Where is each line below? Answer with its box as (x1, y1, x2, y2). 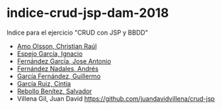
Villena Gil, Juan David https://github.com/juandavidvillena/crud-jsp (16, 94, 216, 103)
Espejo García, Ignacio (16, 49, 83, 58)
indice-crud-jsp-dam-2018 (6, 5, 170, 21)
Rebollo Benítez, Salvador (16, 87, 93, 95)
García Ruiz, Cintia (16, 79, 72, 87)
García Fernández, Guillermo (16, 72, 101, 80)
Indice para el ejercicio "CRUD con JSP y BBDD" (6, 28, 148, 37)
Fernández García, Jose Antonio (16, 56, 111, 65)
